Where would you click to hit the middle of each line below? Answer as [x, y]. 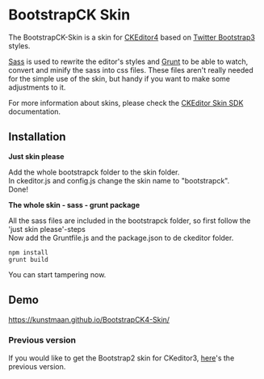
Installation [37, 137]
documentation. [35, 112]
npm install [28, 252]
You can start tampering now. [57, 274]
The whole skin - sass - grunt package [74, 204]
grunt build [28, 259]
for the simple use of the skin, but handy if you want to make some [119, 78]
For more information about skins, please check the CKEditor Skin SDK [126, 103]
